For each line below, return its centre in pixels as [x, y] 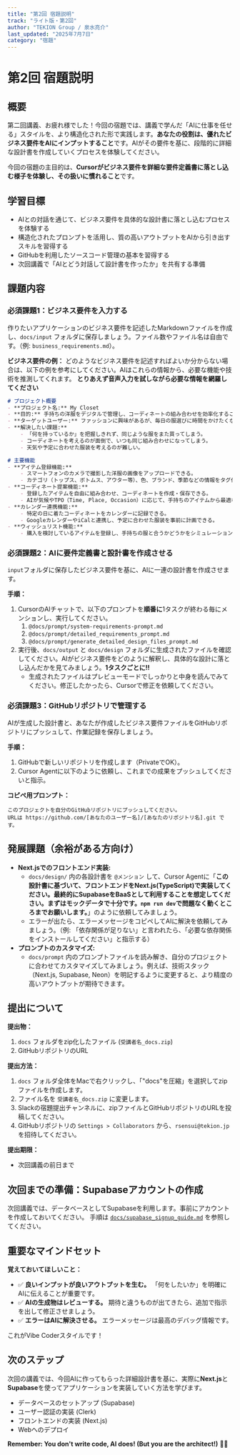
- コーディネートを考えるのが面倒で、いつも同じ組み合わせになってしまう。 [116, 441]
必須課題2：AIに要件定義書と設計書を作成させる [90, 553]
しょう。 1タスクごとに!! [115, 668]
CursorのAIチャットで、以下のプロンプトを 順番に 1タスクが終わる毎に [119, 609]
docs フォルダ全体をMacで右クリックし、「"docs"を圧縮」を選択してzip [122, 1081]
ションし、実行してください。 [68, 618]
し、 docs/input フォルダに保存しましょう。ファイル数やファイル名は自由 [115, 336]
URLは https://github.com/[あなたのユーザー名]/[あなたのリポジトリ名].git [112, 817]
